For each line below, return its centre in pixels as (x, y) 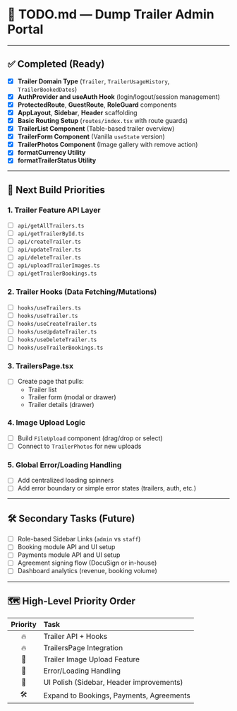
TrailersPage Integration (83, 648)
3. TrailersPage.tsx (41, 366)
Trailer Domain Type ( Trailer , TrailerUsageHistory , (93, 81)
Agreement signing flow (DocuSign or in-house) (87, 563)
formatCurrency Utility (51, 153)
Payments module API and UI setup (69, 555)
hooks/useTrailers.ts (49, 308)
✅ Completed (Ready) (56, 64)
